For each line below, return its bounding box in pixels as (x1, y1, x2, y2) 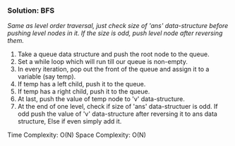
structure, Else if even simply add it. (17, 117, 122, 126)
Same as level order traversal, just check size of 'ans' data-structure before (7, 22, 229, 30)
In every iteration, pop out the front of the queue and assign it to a (17, 65, 210, 74)
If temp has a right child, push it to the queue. (17, 87, 150, 96)
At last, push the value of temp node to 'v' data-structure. (17, 95, 185, 103)
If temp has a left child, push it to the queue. (17, 80, 146, 88)
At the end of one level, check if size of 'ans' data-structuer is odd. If (17, 102, 218, 111)
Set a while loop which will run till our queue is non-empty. (17, 58, 188, 66)
